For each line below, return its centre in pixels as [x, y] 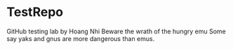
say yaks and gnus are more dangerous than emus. [81, 38]
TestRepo [35, 12]
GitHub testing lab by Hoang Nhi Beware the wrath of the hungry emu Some [116, 31]
